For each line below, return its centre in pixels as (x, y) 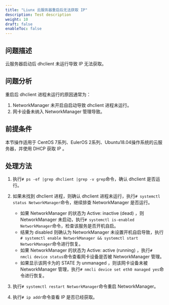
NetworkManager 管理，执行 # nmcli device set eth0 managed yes (90, 270)
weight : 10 (17, 19)
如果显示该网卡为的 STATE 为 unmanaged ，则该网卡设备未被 (84, 263)
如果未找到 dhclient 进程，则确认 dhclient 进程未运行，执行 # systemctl (86, 196)
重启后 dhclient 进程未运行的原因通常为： (48, 94)
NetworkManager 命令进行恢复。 (52, 244)
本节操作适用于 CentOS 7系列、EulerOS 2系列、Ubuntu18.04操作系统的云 (82, 142)
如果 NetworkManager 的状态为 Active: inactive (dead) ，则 (82, 213)
